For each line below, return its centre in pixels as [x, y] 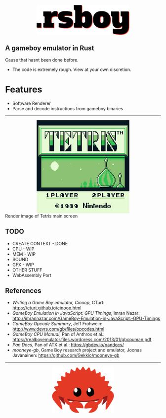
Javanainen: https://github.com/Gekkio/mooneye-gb [66, 355]
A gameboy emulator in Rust [50, 48]
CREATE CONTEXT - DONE [40, 243]
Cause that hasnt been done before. [42, 60]
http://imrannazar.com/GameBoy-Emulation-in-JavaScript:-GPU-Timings [86, 318]
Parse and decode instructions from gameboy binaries [68, 108]
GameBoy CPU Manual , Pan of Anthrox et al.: [58, 334]
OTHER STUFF [27, 270]
